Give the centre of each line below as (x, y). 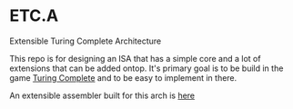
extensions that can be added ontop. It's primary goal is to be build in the (146, 68)
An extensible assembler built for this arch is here (102, 95)
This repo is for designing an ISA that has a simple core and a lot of (135, 58)
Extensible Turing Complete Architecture (86, 41)
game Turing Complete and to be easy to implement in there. (123, 77)
